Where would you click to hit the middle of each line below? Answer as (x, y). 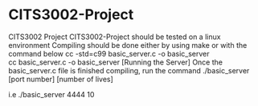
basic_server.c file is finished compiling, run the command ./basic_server (129, 70)
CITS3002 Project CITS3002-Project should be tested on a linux (115, 37)
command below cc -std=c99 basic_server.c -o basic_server (109, 53)
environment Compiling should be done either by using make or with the (128, 45)
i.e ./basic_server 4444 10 (51, 94)
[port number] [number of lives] (61, 79)
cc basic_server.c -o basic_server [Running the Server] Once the (116, 62)
